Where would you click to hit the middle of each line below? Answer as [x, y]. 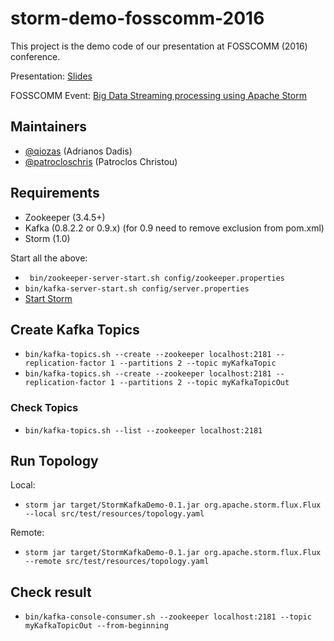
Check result [51, 592]
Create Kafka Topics [75, 329]
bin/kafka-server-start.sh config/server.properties [137, 288]
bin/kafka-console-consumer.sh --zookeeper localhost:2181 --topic [168, 617]
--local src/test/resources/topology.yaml [114, 514]
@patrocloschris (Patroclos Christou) [101, 161]
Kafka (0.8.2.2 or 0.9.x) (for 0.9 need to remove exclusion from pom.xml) [174, 228]
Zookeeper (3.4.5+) [65, 217]
